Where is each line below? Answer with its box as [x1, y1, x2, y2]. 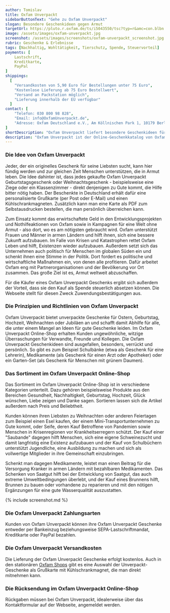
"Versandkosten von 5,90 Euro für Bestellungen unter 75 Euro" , [14, 83, 153, 88]
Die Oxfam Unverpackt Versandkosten [5, 545, 102, 552]
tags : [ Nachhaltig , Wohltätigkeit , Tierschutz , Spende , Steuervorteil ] [5, 45, 159, 50]
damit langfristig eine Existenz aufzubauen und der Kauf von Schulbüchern [5, 440, 162, 446]
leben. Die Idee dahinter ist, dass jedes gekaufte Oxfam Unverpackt [5, 173, 147, 180]
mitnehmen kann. [5, 572, 41, 578]
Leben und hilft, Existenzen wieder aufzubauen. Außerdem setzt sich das [5, 243, 158, 249]
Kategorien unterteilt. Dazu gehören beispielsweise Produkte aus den [5, 387, 150, 393]
